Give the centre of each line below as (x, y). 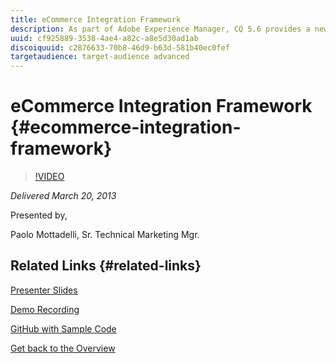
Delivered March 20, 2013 (63, 196)
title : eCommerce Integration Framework (96, 19)
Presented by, (39, 215)
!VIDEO (49, 177)
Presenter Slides (44, 290)
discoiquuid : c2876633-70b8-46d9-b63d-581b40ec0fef (120, 47)
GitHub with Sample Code (63, 328)
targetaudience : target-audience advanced (100, 57)
